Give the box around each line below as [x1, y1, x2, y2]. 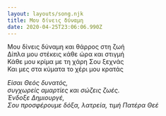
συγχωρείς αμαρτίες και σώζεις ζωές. [7, 86, 120, 95]
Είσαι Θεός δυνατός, [7, 79, 69, 87]
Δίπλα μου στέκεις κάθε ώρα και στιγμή [7, 50, 125, 58]
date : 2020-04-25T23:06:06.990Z [7, 23, 102, 30]
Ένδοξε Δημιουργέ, [7, 94, 65, 102]
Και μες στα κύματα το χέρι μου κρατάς [7, 65, 124, 74]
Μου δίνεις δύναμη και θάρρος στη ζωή [7, 43, 125, 51]
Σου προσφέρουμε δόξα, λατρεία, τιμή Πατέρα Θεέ [7, 101, 159, 110]
